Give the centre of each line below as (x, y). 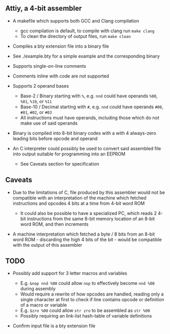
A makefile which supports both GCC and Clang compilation (76, 21)
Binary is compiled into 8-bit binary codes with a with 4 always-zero (84, 133)
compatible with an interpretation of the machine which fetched (79, 198)
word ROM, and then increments (54, 224)
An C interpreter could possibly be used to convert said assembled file (87, 148)
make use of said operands (49, 123)
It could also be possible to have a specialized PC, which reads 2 (89, 213)
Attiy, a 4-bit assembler (44, 8)
